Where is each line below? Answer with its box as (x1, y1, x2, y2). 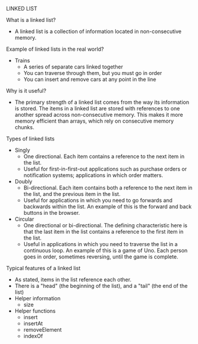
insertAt (23, 320, 43, 327)
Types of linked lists (6, 135, 55, 142)
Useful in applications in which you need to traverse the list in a (23, 241, 178, 247)
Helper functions (14, 307, 56, 314)
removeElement (23, 326, 62, 333)
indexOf (23, 333, 43, 339)
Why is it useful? (6, 87, 47, 94)
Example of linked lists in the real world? (6, 45, 105, 53)
